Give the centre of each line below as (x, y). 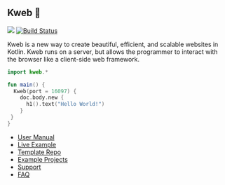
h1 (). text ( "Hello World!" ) (65, 104)
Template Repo (39, 152)
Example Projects (42, 159)
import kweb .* (28, 72)
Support (29, 167)
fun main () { (26, 85)
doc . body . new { (42, 98)
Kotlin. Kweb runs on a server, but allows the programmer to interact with (112, 52)
